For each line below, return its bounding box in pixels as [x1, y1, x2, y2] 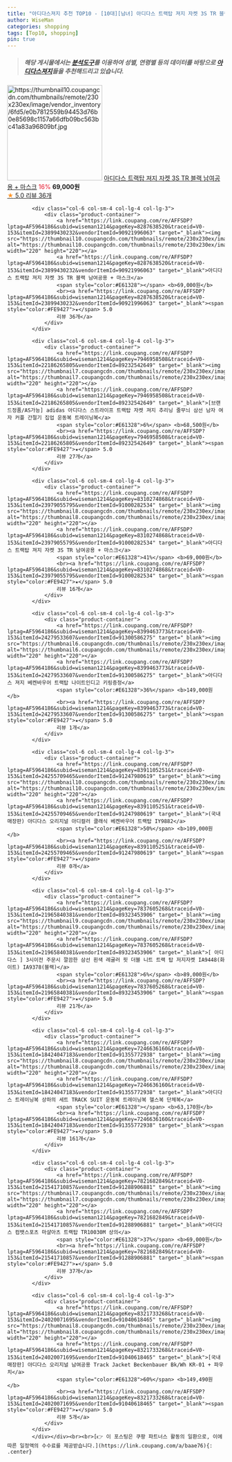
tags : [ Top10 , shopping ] [7, 29, 79, 37]
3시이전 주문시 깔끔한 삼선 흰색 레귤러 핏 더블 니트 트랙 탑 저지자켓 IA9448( [26, 957, 220, 964]
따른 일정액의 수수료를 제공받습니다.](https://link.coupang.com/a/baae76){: [7, 1443, 213, 1450]
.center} [7, 1449, 32, 1456]
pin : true [7, 36, 36, 43]
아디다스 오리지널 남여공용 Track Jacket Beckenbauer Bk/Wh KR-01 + [27, 1362, 211, 1368]
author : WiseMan [7, 17, 54, 24]
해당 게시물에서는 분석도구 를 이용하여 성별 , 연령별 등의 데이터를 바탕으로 [23, 58, 216, 67]
